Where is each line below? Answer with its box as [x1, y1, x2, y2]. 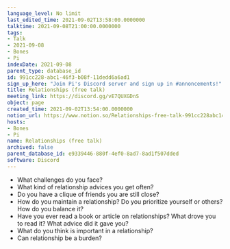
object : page [7, 99, 44, 106]
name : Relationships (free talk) [7, 138, 103, 145]
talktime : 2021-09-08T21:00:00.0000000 [7, 23, 121, 29]
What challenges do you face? [16, 176, 103, 184]
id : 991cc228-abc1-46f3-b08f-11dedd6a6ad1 [7, 73, 130, 81]
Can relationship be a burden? [16, 234, 103, 242]
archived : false [7, 144, 53, 151]
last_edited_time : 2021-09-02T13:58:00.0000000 [7, 16, 146, 23]
